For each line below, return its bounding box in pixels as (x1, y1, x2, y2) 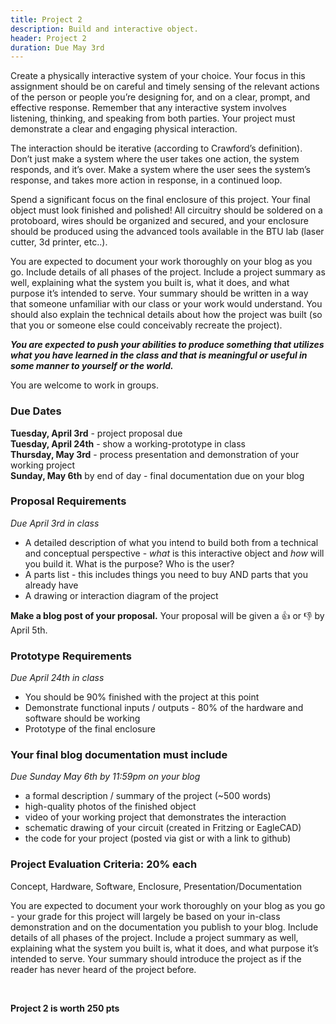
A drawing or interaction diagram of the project (24, 589, 219, 601)
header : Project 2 (10, 33, 87, 43)
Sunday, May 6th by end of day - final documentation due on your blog (10, 469, 305, 481)
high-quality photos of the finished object (24, 801, 197, 813)
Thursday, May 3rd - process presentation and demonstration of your (10, 448, 300, 460)
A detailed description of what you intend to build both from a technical (24, 536, 319, 548)
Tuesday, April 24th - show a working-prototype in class (10, 437, 246, 450)
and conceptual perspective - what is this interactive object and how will (24, 547, 325, 559)
